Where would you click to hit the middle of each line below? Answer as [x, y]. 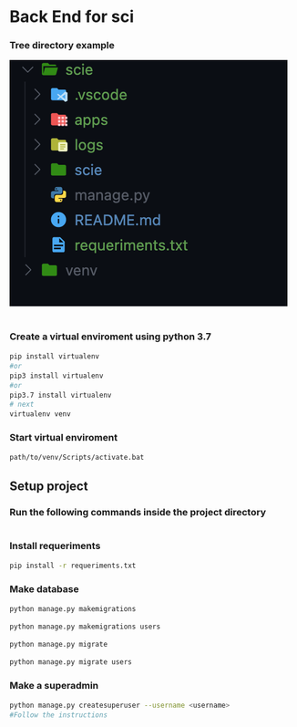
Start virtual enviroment [64, 438]
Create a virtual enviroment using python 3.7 [111, 337]
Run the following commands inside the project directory [138, 512]
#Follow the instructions [58, 715]
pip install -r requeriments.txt [73, 566]
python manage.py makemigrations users [85, 627]
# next [22, 405]
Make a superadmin [54, 685]
